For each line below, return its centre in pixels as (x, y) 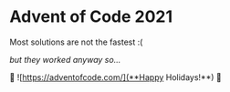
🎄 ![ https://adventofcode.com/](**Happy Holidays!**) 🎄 (115, 77)
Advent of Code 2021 (91, 17)
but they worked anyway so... (65, 59)
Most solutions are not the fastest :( (76, 42)
